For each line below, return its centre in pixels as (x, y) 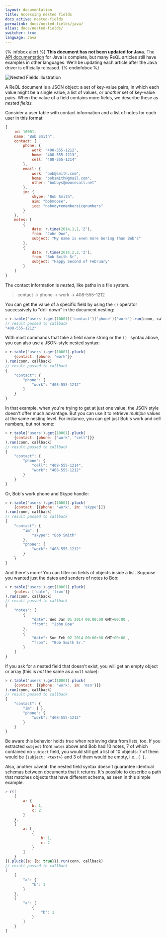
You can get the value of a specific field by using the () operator (71, 304)
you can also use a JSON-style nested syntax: (52, 343)
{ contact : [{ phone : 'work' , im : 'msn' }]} (57, 685)
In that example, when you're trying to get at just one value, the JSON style (82, 408)
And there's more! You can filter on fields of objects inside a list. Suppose (80, 572)
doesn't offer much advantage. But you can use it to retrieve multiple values (83, 413)
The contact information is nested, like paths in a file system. (67, 285)
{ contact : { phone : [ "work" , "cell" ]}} (54, 438)
